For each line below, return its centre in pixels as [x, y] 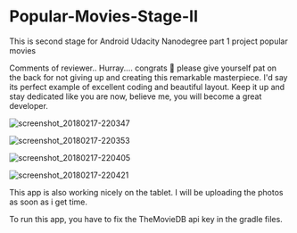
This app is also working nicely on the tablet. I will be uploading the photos [146, 192]
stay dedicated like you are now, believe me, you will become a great [136, 96]
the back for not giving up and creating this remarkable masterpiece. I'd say [148, 77]
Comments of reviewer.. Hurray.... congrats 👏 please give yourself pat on [143, 68]
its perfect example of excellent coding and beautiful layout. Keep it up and [147, 87]
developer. [29, 105]
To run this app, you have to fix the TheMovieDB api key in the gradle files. [146, 219]
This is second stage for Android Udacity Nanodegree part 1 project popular [148, 41]
